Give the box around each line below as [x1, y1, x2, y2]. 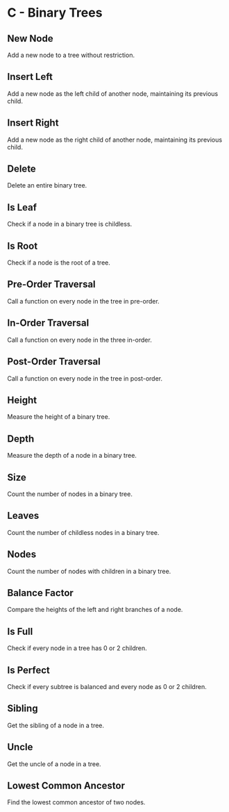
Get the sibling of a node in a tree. [7, 721, 105, 729]
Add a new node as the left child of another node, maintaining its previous [7, 89, 219, 98]
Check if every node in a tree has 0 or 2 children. [7, 644, 147, 652]
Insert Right [7, 117, 59, 129]
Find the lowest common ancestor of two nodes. [7, 798, 146, 806]
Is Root [7, 240, 38, 251]
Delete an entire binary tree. [7, 181, 87, 190]
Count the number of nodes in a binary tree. [7, 490, 133, 498]
